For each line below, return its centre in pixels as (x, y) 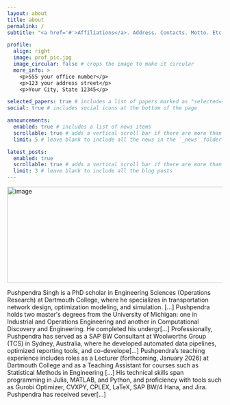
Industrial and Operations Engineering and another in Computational (103, 322)
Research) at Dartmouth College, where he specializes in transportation (108, 300)
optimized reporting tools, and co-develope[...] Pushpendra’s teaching (106, 351)
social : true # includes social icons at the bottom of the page (102, 108)
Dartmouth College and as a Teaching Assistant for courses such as (103, 365)
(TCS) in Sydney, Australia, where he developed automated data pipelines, (112, 343)
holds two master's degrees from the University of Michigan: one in (102, 314)
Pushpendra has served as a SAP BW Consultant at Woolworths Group (107, 336)
